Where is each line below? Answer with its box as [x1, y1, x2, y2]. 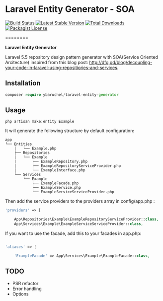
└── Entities [5, 142, 32, 147]
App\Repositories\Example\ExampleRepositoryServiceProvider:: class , [14, 217, 159, 222]
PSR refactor [12, 280, 39, 286]
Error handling [12, 286, 42, 292]
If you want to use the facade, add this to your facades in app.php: [5, 230, 142, 236]
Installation [5, 79, 41, 87]
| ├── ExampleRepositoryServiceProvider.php [14, 163, 121, 168]
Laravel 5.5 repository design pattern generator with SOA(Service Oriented [5, 54, 158, 60]
